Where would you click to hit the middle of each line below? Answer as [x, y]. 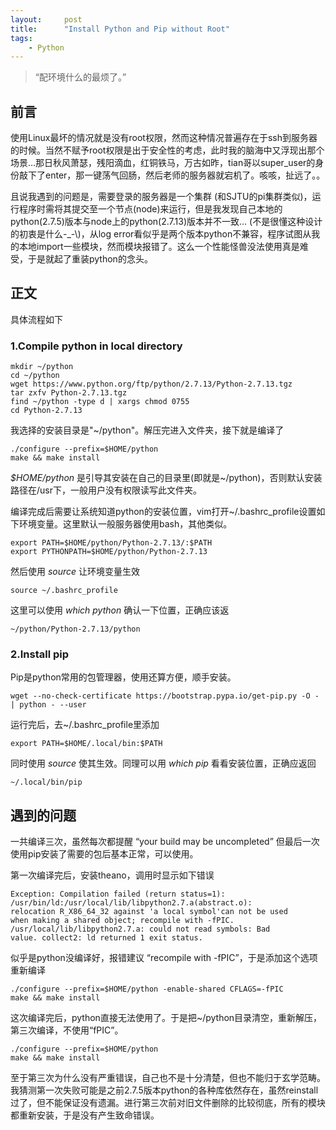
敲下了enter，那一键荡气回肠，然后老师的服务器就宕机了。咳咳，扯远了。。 [172, 175]
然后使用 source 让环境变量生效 [75, 572]
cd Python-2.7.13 [46, 411]
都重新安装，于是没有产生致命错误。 [85, 1115]
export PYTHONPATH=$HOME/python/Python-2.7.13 [109, 552]
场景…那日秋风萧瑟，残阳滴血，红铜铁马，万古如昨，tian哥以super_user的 [163, 163]
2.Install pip [40, 654]
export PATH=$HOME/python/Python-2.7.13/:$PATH [111, 543]
